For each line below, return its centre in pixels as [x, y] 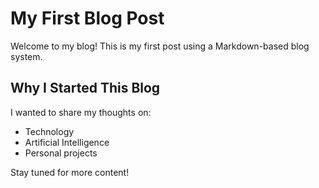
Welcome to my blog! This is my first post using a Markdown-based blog [160, 46]
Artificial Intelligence [67, 142]
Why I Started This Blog [85, 88]
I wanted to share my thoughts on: [81, 112]
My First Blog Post [87, 18]
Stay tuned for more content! [70, 172]
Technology [49, 131]
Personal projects [61, 153]
